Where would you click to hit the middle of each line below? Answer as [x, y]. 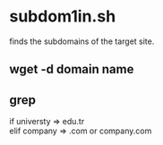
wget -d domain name [72, 69]
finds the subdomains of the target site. [82, 41]
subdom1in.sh [63, 17]
